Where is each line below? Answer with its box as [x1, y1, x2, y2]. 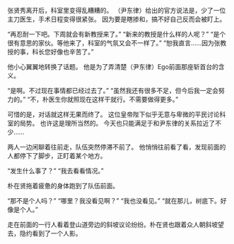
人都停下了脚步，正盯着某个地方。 [7, 152, 107, 160]
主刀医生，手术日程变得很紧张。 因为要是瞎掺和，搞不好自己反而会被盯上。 [7, 15, 226, 23]
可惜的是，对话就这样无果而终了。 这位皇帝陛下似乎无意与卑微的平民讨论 [7, 110, 220, 118]
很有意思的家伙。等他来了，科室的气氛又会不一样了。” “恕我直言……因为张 [7, 39, 221, 47]
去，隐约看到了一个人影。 [7, 229, 82, 238]
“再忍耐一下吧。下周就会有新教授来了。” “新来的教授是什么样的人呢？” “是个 [7, 30, 226, 38]
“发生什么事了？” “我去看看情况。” [7, 166, 104, 175]
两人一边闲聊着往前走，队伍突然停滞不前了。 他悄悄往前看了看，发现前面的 [7, 143, 226, 151]
